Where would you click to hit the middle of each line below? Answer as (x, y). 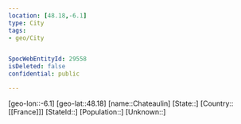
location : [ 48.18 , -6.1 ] (48, 15)
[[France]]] (26, 111)
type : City (26, 23)
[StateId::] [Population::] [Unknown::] (105, 111)
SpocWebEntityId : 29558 (48, 59)
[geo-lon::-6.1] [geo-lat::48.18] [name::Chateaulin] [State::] (103, 103)
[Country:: (217, 103)
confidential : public (44, 74)
